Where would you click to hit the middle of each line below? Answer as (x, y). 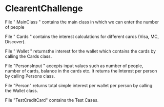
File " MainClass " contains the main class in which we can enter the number (82, 22)
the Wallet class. (21, 90)
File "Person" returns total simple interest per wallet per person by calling (79, 85)
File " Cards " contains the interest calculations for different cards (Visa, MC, (82, 36)
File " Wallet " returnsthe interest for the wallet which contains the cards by (81, 51)
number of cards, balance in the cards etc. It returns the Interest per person (81, 71)
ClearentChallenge (44, 9)
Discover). (15, 41)
